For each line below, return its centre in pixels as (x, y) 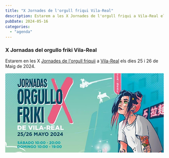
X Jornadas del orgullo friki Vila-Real (51, 50)
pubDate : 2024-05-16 (27, 21)
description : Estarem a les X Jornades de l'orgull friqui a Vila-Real (82, 16)
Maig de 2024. (20, 66)
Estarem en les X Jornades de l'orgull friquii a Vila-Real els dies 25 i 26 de (82, 61)
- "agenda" (21, 32)
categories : (18, 27)
